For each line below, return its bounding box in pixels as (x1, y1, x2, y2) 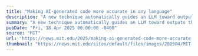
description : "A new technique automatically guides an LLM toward (6, 14, 176, 20)
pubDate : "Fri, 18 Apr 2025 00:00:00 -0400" (6, 24, 117, 31)
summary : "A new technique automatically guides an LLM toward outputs (6, 19, 186, 25)
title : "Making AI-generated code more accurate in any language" (6, 8, 173, 15)
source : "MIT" (6, 30, 41, 36)
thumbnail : (6, 41, 33, 47)
